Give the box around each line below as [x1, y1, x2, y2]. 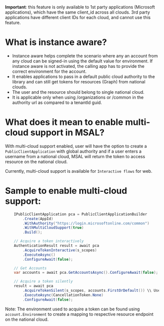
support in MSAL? [30, 127, 105, 138]
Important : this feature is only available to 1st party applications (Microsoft [5, 4, 155, 10]
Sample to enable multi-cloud [5, 185, 127, 197]
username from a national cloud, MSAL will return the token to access [5, 153, 145, 159]
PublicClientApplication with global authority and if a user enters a [5, 148, 142, 154]
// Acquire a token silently [14, 279, 73, 284]
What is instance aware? [5, 37, 107, 48]
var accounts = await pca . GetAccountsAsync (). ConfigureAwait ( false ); [14, 270, 159, 275]
